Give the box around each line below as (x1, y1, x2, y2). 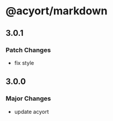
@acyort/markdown (5, 4, 108, 18)
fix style (14, 59, 34, 66)
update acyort (14, 108, 49, 115)
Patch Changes (5, 46, 51, 54)
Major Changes (5, 94, 51, 103)
